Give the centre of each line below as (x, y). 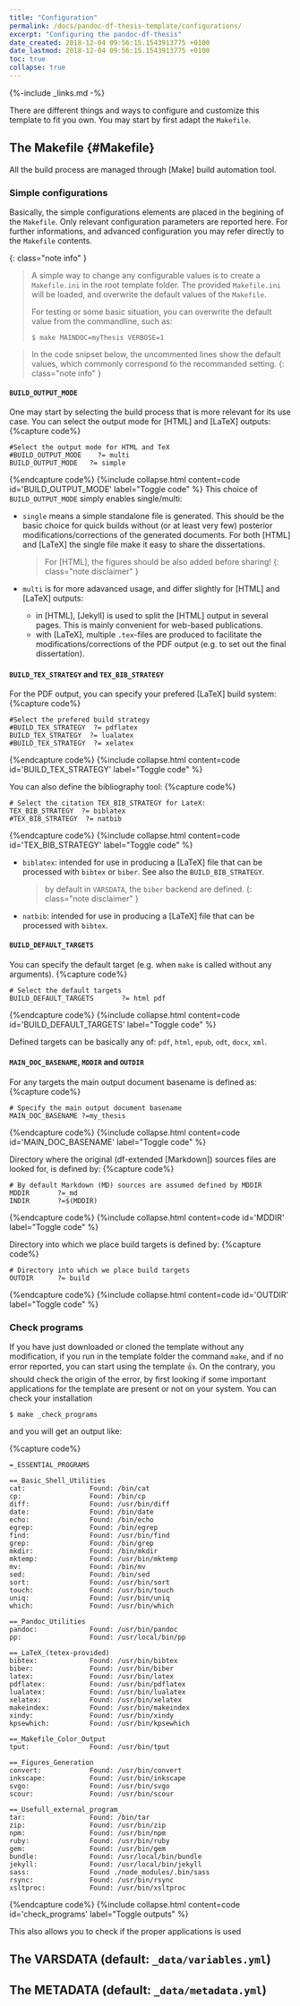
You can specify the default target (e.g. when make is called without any (141, 964)
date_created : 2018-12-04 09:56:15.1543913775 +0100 (110, 43)
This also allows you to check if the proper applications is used (125, 1932)
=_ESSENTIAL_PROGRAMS (50, 1465)
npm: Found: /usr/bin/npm (88, 1833)
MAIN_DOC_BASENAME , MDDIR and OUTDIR (77, 1063)
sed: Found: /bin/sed (80, 1575)
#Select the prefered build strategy (80, 720)
